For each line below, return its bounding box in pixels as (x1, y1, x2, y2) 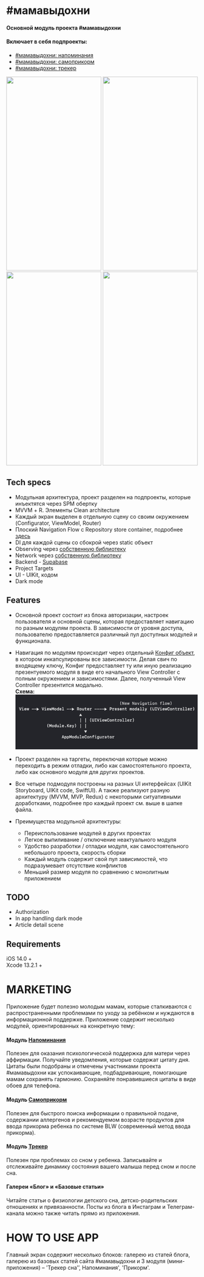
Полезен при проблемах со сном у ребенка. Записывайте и (6, 1156, 162, 1163)
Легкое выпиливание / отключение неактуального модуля (24, 836, 177, 843)
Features (6, 595, 41, 606)
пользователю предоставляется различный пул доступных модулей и (15, 631, 197, 638)
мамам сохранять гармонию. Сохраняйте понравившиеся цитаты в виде (6, 1076, 196, 1083)
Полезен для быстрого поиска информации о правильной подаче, (6, 1109, 179, 1116)
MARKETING (6, 983, 72, 997)
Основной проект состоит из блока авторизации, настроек (15, 611, 169, 618)
